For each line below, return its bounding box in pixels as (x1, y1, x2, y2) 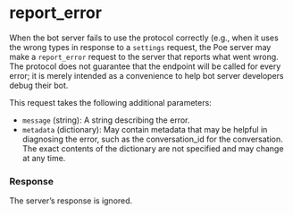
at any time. (21, 152, 66, 163)
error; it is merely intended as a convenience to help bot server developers (9, 70, 284, 81)
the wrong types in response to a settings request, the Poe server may (9, 41, 272, 52)
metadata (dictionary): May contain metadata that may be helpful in (21, 124, 268, 134)
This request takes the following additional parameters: (9, 97, 212, 107)
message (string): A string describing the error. (21, 115, 190, 125)
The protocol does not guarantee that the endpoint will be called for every (9, 61, 281, 72)
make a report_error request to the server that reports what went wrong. (9, 51, 279, 62)
